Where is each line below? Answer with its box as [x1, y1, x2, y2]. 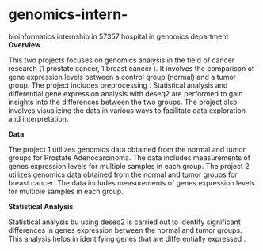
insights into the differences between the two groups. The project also [8, 97, 238, 107]
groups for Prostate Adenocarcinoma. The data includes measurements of [8, 152, 251, 163]
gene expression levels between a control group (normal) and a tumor [8, 72, 236, 81]
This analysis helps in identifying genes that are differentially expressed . [8, 234, 246, 243]
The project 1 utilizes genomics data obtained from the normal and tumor [8, 144, 246, 154]
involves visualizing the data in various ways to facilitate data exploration [8, 105, 246, 115]
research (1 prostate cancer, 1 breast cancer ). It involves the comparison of [8, 63, 255, 73]
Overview [8, 39, 41, 49]
